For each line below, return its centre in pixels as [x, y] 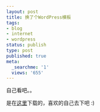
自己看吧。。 [21, 91]
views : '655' [28, 73]
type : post [20, 51]
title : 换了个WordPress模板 [39, 17]
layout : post [22, 12]
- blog [14, 28]
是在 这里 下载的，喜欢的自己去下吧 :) [51, 103]
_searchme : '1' [30, 67]
